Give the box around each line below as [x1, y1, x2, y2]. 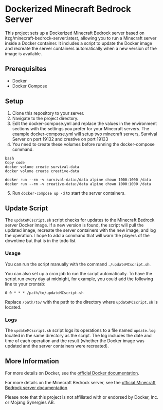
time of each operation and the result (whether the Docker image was [5, 338, 145, 344]
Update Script [5, 204, 48, 212]
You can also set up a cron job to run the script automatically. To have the [5, 270, 152, 276]
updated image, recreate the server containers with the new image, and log [5, 227, 156, 233]
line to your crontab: [5, 281, 46, 287]
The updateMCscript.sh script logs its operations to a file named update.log [5, 327, 156, 333]
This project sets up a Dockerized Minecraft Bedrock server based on [5, 30, 145, 36]
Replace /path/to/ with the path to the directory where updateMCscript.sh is [5, 299, 158, 305]
